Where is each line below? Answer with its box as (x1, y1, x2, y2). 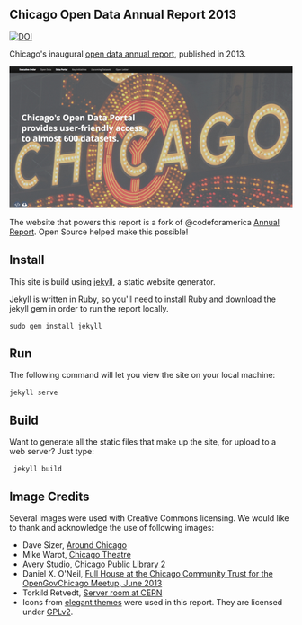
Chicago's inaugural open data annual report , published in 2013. (9, 48, 247, 59)
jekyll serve (9, 388, 58, 398)
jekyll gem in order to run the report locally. (9, 303, 169, 313)
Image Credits (9, 489, 90, 504)
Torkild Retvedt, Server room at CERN (22, 587, 163, 598)
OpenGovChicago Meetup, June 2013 (22, 578, 163, 589)
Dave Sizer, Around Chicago (22, 540, 128, 550)
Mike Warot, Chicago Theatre (22, 550, 132, 560)
